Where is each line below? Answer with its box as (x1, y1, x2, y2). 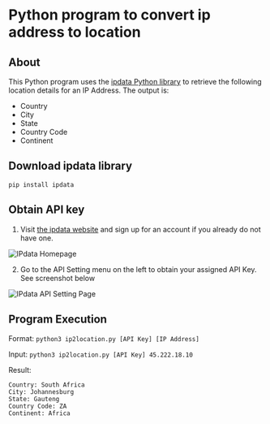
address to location (8, 23, 141, 41)
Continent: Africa (8, 409, 71, 418)
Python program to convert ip (8, 6, 211, 24)
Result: (8, 366, 32, 375)
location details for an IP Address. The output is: (8, 85, 169, 95)
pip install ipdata (8, 180, 75, 188)
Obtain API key (8, 203, 85, 217)
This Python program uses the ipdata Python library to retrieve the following (8, 77, 262, 86)
